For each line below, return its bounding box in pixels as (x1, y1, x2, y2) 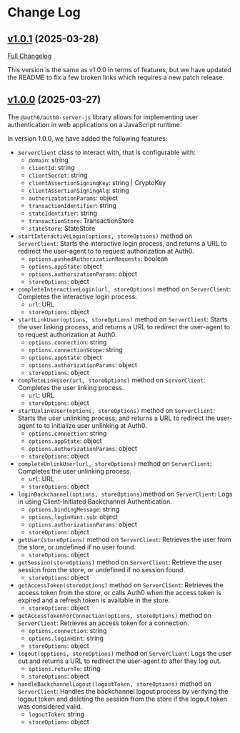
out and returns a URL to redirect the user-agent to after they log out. (17, 657, 221, 665)
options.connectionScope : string (28, 345, 123, 354)
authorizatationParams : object (28, 194, 119, 202)
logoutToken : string (28, 709, 84, 718)
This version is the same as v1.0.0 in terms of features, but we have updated (7, 66, 231, 74)
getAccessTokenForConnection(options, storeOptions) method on (17, 611, 212, 619)
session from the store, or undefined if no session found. (17, 565, 186, 574)
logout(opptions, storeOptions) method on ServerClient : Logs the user (17, 649, 232, 657)
